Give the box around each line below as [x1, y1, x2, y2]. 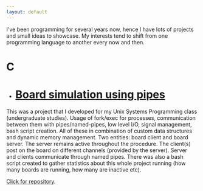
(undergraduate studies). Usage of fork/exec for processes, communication [6, 114, 196, 122]
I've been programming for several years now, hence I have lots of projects [6, 26, 194, 33]
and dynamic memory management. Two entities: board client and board [6, 133, 188, 141]
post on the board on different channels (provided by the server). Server [6, 147, 187, 154]
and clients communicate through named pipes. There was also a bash [6, 153, 184, 160]
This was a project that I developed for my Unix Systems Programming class [6, 108, 198, 115]
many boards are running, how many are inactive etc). [6, 165, 142, 173]
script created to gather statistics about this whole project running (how [6, 159, 186, 167]
